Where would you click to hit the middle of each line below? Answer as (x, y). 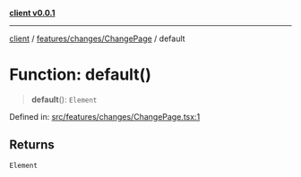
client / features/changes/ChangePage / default (97, 38)
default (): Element (64, 99)
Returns (32, 145)
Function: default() (81, 75)
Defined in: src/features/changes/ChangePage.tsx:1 (105, 116)
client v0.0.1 (32, 13)
